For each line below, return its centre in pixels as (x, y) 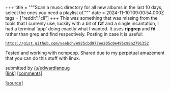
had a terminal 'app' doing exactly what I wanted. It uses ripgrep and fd (80, 29)
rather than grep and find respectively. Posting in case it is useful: (74, 34)
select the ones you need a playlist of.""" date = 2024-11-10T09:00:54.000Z (85, 13)
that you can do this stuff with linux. (43, 58)
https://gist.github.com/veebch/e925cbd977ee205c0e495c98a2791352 (77, 43)
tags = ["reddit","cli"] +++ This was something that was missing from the (81, 18)
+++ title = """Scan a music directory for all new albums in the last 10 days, (84, 7)
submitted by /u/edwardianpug (38, 68)
